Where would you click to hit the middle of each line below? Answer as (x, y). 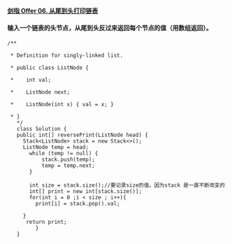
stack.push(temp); (68, 159)
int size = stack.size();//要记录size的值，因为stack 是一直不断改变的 (127, 185)
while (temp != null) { (64, 153)
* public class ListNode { (50, 67)
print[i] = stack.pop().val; (78, 203)
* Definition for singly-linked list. (67, 55)
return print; (46, 222)
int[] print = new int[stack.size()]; (85, 191)
